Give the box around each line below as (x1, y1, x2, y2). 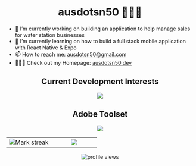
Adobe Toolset (72, 109, 128, 120)
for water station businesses (14, 31, 85, 38)
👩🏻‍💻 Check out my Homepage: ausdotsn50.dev (14, 59, 132, 66)
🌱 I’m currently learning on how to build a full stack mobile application (14, 37, 186, 45)
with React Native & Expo (14, 44, 77, 51)
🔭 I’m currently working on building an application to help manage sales (14, 25, 191, 32)
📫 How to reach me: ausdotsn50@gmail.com (14, 51, 127, 58)
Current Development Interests (41, 77, 159, 87)
